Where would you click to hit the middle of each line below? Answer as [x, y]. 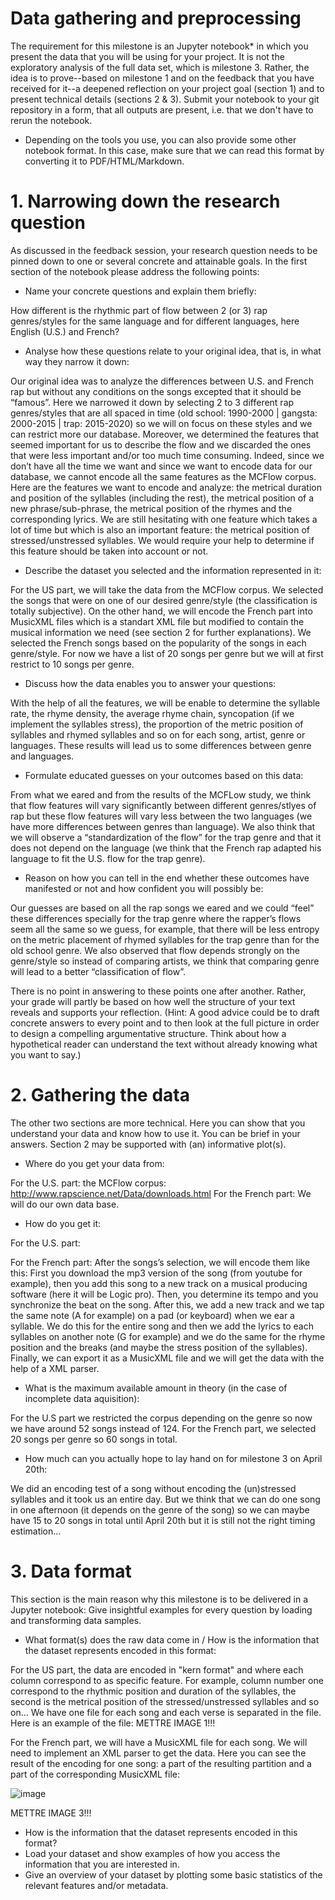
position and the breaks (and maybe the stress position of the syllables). [159, 1347]
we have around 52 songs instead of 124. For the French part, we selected [163, 1428]
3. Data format [71, 1571]
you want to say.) [46, 1054]
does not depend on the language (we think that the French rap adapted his [166, 848]
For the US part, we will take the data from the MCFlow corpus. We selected [167, 589]
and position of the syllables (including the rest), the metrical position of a [162, 498]
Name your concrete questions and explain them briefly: [140, 291]
